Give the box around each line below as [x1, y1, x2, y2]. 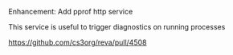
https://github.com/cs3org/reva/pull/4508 [8, 37, 147, 47]
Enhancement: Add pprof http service [8, 7, 133, 16]
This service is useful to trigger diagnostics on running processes [8, 22, 226, 31]
